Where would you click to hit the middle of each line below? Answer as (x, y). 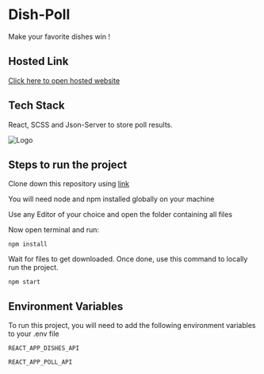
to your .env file (34, 334)
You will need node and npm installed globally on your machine (111, 199)
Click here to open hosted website (64, 80)
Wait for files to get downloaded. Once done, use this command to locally (128, 259)
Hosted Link (38, 61)
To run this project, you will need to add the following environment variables (132, 326)
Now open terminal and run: (54, 230)
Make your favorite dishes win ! (59, 36)
